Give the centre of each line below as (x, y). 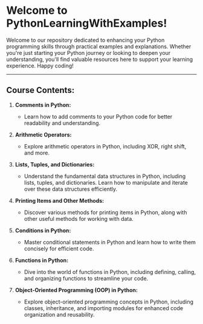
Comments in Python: (43, 105)
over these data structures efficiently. (71, 189)
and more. (37, 153)
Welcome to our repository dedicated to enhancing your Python (85, 40)
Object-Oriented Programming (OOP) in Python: (76, 290)
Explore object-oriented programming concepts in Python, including (109, 302)
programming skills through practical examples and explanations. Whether (99, 46)
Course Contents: (40, 90)
